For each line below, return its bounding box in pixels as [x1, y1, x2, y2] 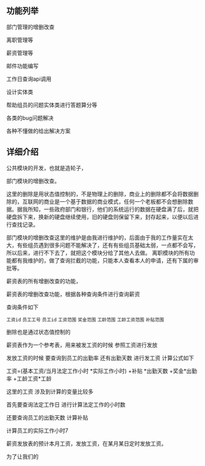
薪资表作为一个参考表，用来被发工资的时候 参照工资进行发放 [6, 341, 157, 349]
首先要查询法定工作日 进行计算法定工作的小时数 [6, 401, 126, 408]
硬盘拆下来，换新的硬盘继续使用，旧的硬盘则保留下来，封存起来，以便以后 [6, 213, 193, 220]
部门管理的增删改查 [6, 23, 55, 31]
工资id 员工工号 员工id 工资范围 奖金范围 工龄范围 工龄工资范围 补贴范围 [6, 317, 165, 323]
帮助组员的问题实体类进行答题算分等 [6, 101, 98, 108]
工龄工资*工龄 [16, 375, 52, 382]
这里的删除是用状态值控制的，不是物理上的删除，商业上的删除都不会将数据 [6, 190, 193, 198]
